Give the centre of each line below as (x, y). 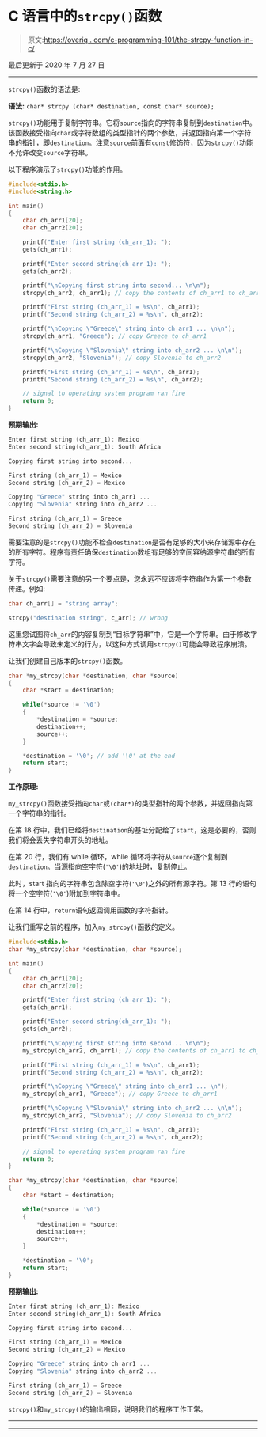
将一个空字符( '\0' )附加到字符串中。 (66, 893)
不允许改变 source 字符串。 (50, 152)
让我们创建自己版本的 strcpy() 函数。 (68, 661)
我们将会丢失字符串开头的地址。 (60, 840)
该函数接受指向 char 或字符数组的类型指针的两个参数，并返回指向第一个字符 (130, 132)
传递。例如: (27, 588)
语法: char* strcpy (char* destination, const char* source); (112, 106)
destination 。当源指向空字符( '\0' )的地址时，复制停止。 (100, 866)
